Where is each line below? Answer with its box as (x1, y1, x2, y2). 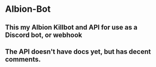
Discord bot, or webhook (5, 31, 82, 39)
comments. (5, 55, 41, 64)
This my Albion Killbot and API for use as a (5, 23, 138, 32)
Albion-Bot (5, 3, 51, 15)
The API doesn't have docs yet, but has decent (5, 47, 151, 56)
